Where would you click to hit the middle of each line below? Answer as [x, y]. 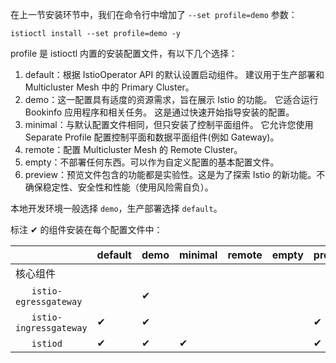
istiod [47, 343]
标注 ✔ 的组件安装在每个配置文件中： [86, 229]
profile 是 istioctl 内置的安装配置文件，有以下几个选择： [124, 53]
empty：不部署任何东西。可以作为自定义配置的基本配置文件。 [152, 162]
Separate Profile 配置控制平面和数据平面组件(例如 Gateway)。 [152, 137]
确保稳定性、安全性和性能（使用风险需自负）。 [119, 187]
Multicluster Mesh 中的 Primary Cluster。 [109, 87]
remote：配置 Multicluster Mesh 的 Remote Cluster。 [133, 149]
